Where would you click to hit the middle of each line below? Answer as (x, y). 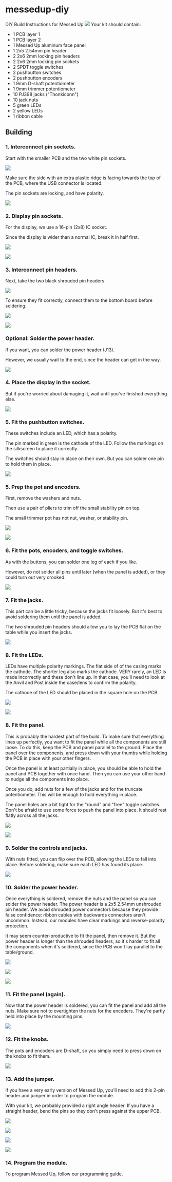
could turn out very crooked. (35, 577)
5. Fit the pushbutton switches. (45, 422)
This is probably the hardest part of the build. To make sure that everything (85, 736)
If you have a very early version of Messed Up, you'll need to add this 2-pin (85, 1090)
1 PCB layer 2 (27, 40)
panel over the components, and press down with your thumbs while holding (86, 753)
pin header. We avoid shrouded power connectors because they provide (82, 909)
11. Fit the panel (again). (35, 995)
